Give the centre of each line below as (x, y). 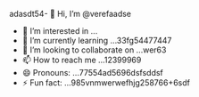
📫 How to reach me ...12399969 (82, 60)
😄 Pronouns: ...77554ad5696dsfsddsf (92, 73)
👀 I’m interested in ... (60, 31)
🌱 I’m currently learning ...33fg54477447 (97, 40)
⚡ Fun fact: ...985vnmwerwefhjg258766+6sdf (106, 83)
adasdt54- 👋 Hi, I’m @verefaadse (70, 14)
